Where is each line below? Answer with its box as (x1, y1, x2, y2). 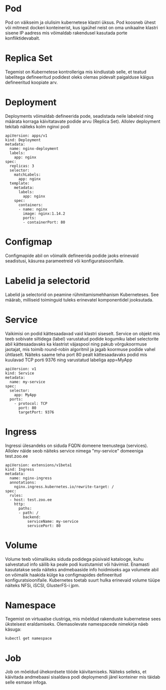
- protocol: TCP (14, 401, 48, 406)
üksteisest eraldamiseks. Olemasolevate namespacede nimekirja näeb (5, 621, 149, 627)
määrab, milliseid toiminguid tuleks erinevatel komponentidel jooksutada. (5, 296, 154, 302)
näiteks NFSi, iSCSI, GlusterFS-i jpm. (5, 582, 80, 588)
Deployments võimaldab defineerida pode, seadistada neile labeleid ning (5, 113, 154, 119)
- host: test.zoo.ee (9, 497, 52, 502)
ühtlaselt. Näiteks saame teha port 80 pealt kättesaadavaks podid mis (5, 351, 148, 357)
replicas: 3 (9, 163, 35, 168)
